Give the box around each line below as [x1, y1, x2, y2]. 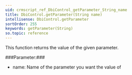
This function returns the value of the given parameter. [5, 45, 119, 50]
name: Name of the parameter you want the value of [12, 64, 121, 70]
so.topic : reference [5, 31, 49, 36]
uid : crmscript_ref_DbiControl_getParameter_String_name [5, 7, 127, 13]
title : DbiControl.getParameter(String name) [5, 12, 102, 17]
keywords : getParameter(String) [5, 26, 73, 31]
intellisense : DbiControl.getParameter [5, 17, 89, 22]
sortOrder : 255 [5, 21, 37, 27]
